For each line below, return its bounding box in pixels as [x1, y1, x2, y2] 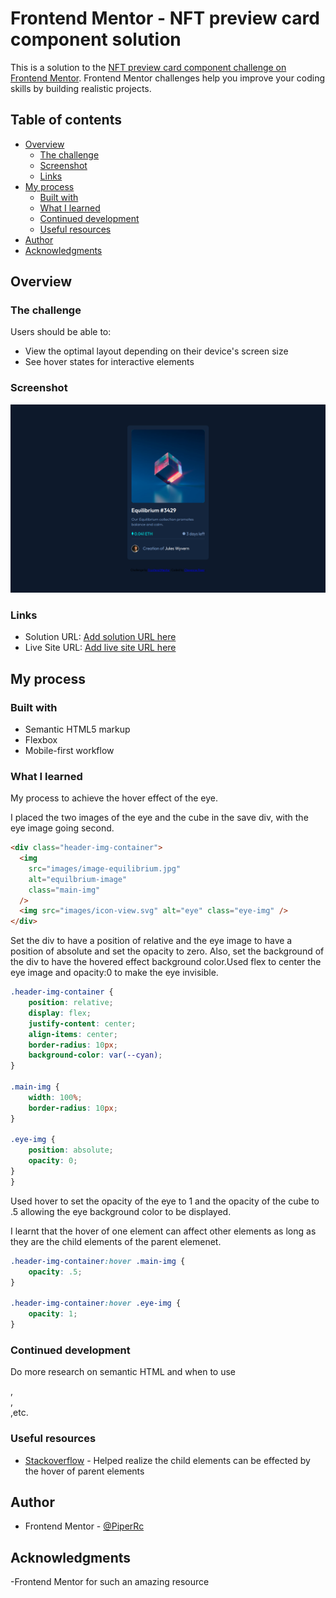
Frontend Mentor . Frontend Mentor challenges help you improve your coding [10, 72, 326, 84]
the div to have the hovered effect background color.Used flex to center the [10, 956, 322, 968]
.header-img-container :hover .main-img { [10, 1256, 186, 1266]
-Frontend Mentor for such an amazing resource [10, 1576, 210, 1588]
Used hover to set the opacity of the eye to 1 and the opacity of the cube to [10, 1195, 320, 1207]
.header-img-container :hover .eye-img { [10, 1298, 182, 1309]
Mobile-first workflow [24, 744, 115, 756]
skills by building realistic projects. [10, 82, 152, 94]
